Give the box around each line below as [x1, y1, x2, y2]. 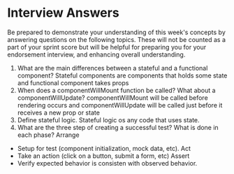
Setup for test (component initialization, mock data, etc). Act [17, 144, 191, 152]
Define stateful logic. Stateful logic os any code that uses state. [17, 115, 200, 124]
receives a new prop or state [17, 108, 100, 117]
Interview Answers [7, 5, 120, 21]
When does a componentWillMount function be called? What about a [17, 86, 216, 94]
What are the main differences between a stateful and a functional [17, 64, 208, 72]
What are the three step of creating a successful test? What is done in [17, 123, 219, 131]
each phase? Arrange [17, 131, 80, 139]
